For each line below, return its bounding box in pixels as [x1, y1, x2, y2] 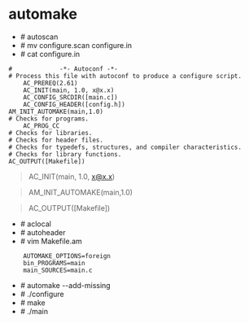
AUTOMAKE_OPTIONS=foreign [23, 251, 111, 260]
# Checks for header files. [8, 136, 104, 144]
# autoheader [20, 227, 67, 237]
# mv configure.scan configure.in [20, 40, 133, 50]
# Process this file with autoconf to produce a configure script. [8, 72, 242, 80]
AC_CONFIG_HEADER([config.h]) [23, 100, 126, 108]
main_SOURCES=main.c [23, 266, 93, 274]
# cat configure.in [20, 49, 81, 59]
